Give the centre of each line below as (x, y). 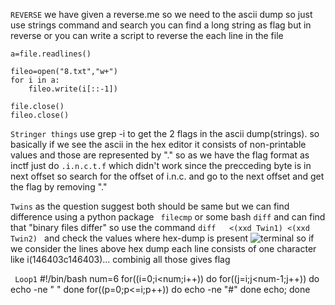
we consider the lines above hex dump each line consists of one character (163, 248)
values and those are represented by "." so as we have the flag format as (160, 155)
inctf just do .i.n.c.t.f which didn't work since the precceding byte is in (161, 165)
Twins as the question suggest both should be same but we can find (150, 206)
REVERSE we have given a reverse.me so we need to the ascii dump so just (161, 14)
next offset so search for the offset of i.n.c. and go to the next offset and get (167, 176)
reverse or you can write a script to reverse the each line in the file (147, 35)
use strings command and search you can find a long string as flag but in (161, 25)
